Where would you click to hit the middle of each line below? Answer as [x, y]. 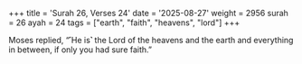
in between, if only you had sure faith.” [80, 50]
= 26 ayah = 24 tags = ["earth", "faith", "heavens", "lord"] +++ [124, 23]
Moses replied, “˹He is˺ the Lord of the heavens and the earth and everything [151, 40]
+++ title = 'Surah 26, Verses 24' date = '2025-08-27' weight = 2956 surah [148, 13]
